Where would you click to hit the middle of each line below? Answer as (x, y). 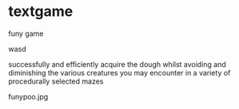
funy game (26, 33)
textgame (41, 12)
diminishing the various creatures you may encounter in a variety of (119, 72)
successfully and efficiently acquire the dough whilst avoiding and (117, 64)
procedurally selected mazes (56, 81)
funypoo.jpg (28, 96)
